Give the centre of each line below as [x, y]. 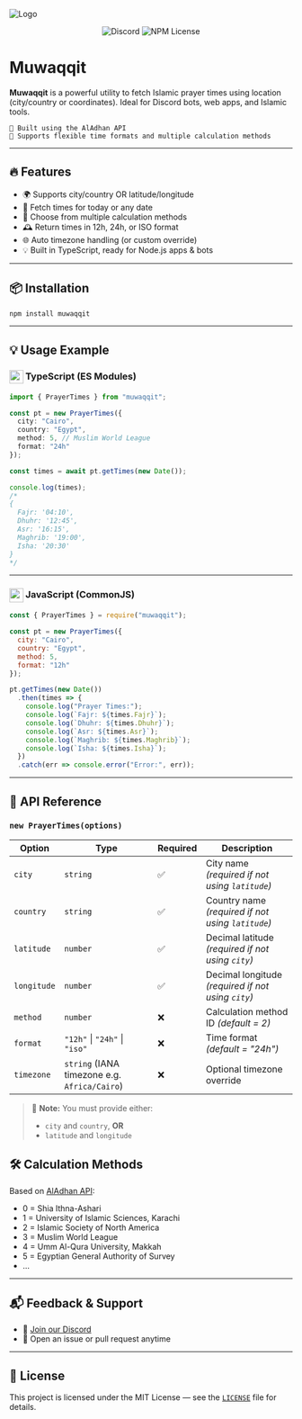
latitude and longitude [88, 1135]
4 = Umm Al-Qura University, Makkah [92, 1246]
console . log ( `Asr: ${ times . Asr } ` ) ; [92, 732]
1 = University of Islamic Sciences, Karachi [101, 1217]
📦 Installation [49, 288]
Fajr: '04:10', [46, 513]
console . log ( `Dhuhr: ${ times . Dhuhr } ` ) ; [100, 723]
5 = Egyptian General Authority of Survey [98, 1256]
